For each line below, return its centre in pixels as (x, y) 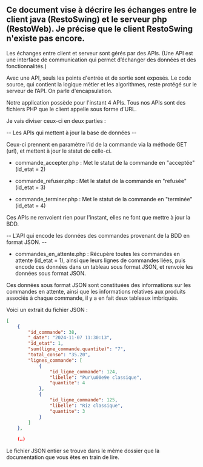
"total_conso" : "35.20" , (59, 355)
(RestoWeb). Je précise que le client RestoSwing (100, 29)
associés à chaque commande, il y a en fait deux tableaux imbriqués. (92, 298)
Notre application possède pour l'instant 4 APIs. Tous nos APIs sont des (96, 102)
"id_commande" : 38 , (53, 332)
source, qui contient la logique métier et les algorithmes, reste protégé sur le (101, 84)
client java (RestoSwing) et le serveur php (87, 20)
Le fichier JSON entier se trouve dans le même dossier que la (83, 451)
